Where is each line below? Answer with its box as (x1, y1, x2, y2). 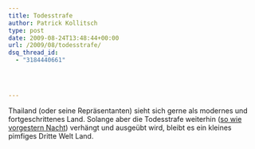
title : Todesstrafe (8, 11, 73, 20)
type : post (8, 26, 45, 34)
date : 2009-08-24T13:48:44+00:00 (8, 33, 120, 42)
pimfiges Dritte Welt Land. (8, 131, 94, 140)
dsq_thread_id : (8, 49, 59, 57)
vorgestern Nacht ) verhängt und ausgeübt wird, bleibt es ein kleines (8, 123, 232, 132)
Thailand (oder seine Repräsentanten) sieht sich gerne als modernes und (8, 105, 249, 116)
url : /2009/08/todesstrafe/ (8, 41, 102, 49)
